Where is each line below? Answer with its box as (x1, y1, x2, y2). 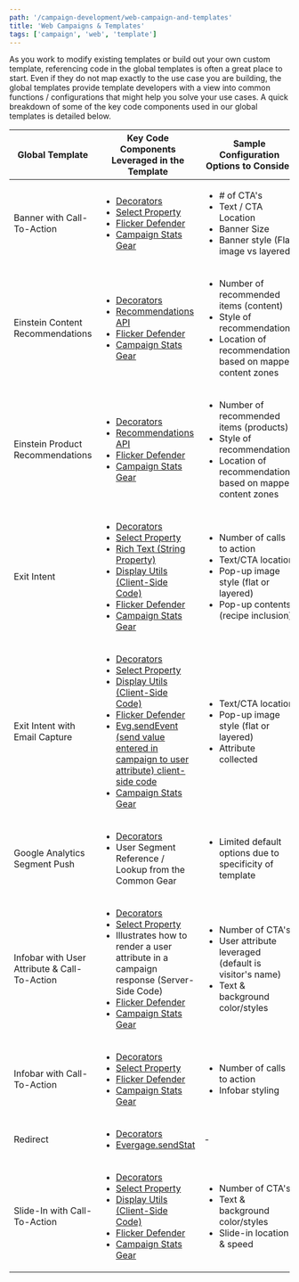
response (115, 974, 156, 986)
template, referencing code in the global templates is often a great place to (9, 63, 283, 74)
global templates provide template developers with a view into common (9, 82, 271, 94)
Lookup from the (115, 864, 185, 876)
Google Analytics (13, 847, 85, 859)
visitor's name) (219, 968, 282, 981)
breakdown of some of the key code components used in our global (9, 102, 258, 112)
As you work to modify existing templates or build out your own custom (9, 54, 271, 65)
